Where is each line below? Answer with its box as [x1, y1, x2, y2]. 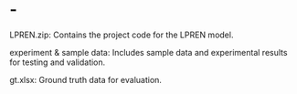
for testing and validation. [9, 57, 106, 68]
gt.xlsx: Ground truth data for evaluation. [9, 74, 163, 85]
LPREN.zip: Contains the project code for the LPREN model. [9, 29, 234, 40]
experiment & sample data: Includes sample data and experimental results [9, 47, 288, 57]
